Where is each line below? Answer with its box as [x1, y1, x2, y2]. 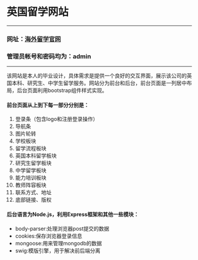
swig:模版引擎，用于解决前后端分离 [15, 247, 100, 254]
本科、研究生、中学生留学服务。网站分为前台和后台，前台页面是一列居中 [11, 80, 187, 87]
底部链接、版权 [15, 196, 52, 203]
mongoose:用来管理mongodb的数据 [15, 239, 102, 247]
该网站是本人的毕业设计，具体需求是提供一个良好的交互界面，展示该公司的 [6, 72, 187, 79]
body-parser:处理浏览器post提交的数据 [15, 225, 109, 232]
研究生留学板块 [15, 160, 52, 167]
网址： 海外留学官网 [6, 35, 61, 43]
